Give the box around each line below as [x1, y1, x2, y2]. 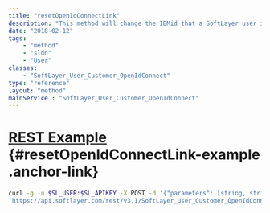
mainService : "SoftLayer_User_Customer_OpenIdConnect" [8, 94, 199, 102]
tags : [8, 34, 27, 43]
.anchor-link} [8, 162, 99, 181]
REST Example [8, 129, 107, 147]
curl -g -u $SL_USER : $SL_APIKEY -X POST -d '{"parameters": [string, [8, 190, 247, 198]
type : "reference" [8, 79, 70, 87]
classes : [8, 64, 38, 72]
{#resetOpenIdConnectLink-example [8, 145, 260, 164]
